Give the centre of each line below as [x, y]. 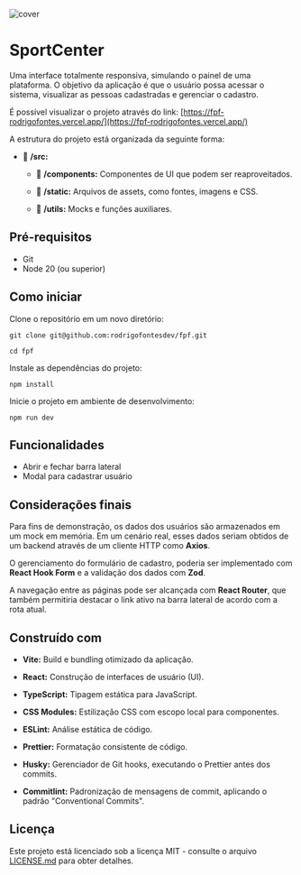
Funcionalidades [57, 445]
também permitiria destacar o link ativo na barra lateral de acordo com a [143, 600]
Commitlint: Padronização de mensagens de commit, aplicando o [145, 791]
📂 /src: [35, 156]
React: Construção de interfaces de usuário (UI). [113, 677]
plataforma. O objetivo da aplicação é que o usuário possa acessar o [137, 85]
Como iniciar [46, 297]
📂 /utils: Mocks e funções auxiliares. [104, 208]
